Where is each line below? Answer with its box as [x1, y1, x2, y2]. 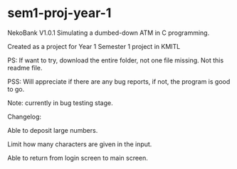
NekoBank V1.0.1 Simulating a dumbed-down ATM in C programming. [7, 28, 210, 37]
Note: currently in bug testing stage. [7, 98, 114, 107]
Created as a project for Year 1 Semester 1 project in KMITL [7, 42, 181, 50]
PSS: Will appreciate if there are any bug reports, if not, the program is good [7, 77, 231, 86]
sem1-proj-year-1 [7, 5, 112, 21]
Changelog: [7, 112, 41, 121]
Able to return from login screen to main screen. [7, 153, 148, 162]
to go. [7, 84, 25, 93]
